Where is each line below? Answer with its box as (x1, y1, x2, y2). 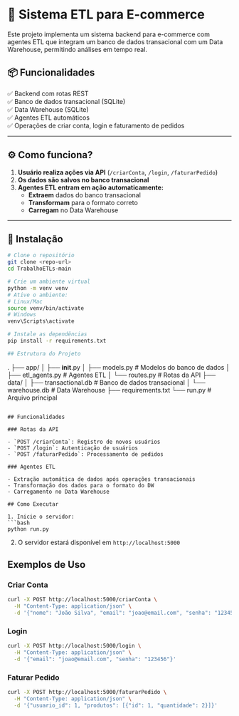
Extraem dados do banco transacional (28, 190, 141, 199)
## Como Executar (7, 500, 59, 508)
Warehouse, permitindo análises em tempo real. (7, 45, 148, 53)
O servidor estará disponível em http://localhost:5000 (17, 538, 180, 546)
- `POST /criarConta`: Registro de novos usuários (7, 438, 161, 445)
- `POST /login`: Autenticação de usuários (7, 445, 139, 452)
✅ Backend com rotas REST (7, 89, 89, 98)
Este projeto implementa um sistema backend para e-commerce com (7, 30, 210, 38)
